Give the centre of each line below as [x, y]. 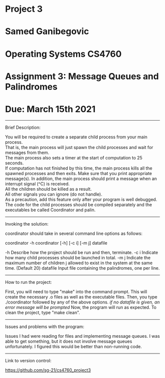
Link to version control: [28, 360]
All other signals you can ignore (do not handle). [54, 194]
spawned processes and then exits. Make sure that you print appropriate [79, 173]
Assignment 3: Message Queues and [82, 76]
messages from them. [27, 152]
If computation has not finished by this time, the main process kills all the [79, 168]
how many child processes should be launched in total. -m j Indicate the [78, 257]
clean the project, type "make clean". [42, 312]
